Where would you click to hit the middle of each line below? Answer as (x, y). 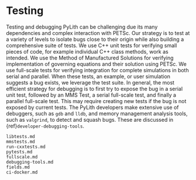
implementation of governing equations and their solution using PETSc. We (97, 64)
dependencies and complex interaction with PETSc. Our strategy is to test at (98, 33)
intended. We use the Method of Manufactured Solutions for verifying (90, 58)
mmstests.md (20, 142)
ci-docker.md (22, 172)
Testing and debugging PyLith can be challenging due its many (82, 27)
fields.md (18, 167)
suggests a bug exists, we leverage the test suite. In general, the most (90, 82)
